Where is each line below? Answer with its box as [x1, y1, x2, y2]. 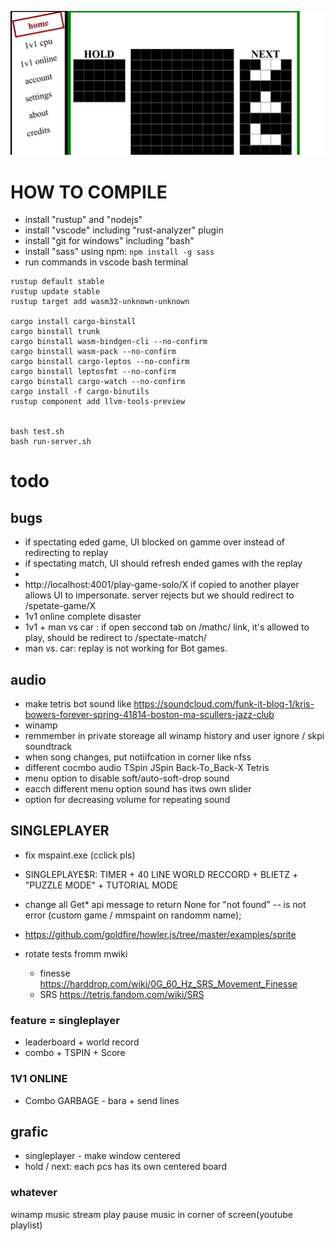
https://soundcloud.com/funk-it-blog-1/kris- [133, 698, 315, 710]
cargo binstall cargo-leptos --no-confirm [10, 357, 190, 367]
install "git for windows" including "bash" [24, 235, 195, 247]
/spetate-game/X [24, 600, 96, 612]
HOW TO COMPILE [10, 181, 168, 203]
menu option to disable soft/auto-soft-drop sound [24, 772, 230, 785]
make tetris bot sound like [24, 698, 132, 710]
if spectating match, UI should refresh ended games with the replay [24, 557, 303, 570]
